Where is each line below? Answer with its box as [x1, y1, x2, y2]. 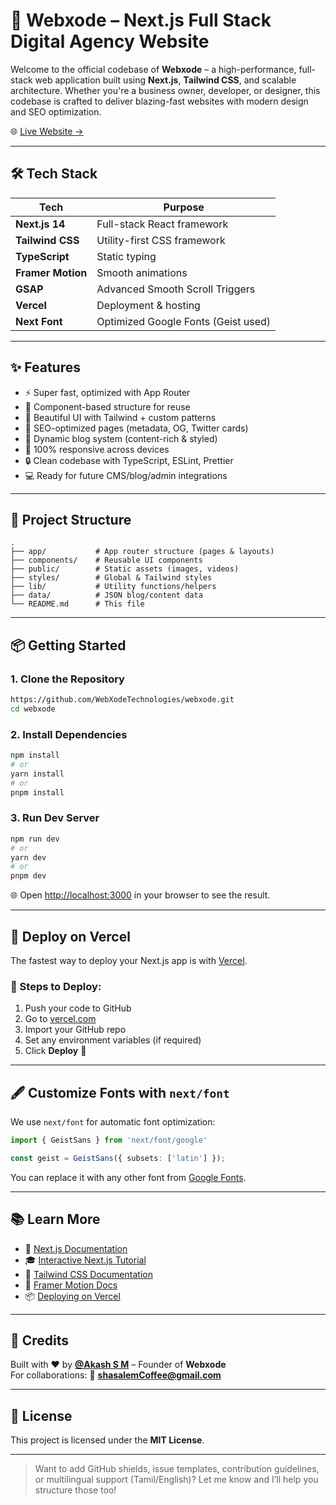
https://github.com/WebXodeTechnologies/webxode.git [10, 695, 235, 705]
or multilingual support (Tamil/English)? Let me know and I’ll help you [34, 1474, 319, 1486]
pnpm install [10, 787, 65, 798]
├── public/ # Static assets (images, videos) [10, 564, 240, 574]
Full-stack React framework [96, 217, 229, 231]
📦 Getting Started [10, 637, 127, 654]
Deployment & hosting [96, 298, 201, 312]
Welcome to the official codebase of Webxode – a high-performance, [10, 63, 297, 75]
